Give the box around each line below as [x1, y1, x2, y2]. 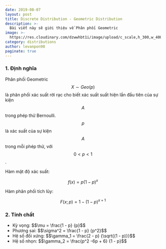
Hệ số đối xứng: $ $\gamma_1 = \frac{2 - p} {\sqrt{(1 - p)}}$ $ [12, 233, 136, 239]
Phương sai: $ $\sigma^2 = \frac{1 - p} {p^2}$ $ [12, 228, 107, 234]
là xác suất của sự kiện [5, 128, 52, 134]
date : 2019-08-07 [5, 7, 41, 12]
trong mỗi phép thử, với [5, 143, 53, 149]
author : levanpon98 [5, 44, 45, 49]
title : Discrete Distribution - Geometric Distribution [5, 16, 123, 21]
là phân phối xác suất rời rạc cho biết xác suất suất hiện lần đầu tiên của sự [5, 92, 159, 98]
